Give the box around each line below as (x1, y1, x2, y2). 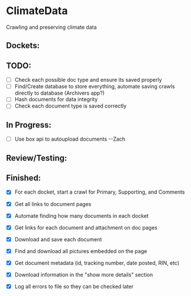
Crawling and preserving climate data (6, 24, 97, 31)
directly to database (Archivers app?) (14, 89, 105, 97)
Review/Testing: (6, 153, 68, 163)
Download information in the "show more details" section (14, 271, 153, 278)
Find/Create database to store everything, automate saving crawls (14, 83, 175, 90)
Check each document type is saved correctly (14, 102, 127, 109)
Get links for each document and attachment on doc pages (14, 224, 158, 231)
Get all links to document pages (14, 200, 92, 207)
